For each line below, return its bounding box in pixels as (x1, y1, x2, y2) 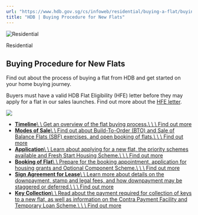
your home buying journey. (6, 81, 72, 88)
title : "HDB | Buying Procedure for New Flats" (6, 14, 126, 20)
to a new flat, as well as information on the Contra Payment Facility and (14, 196, 187, 203)
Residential (6, 42, 33, 49)
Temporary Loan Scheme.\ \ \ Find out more (14, 202, 122, 209)
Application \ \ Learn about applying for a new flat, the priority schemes (14, 145, 189, 153)
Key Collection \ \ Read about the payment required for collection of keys (14, 190, 192, 197)
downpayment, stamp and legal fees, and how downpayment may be (14, 177, 183, 184)
